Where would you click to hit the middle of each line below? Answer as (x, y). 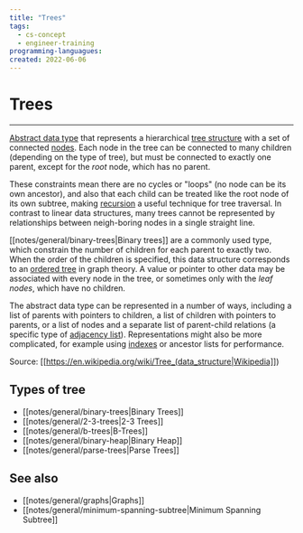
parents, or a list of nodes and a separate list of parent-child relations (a (143, 324)
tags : (19, 26)
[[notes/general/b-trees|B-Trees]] (85, 431)
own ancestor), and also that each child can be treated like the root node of (149, 193)
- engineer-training (56, 43)
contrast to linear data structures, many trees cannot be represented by (142, 212)
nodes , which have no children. (68, 288)
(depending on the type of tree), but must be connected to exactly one (141, 157)
